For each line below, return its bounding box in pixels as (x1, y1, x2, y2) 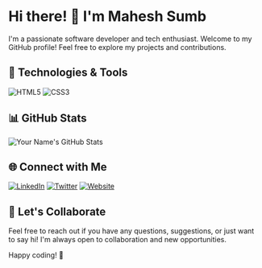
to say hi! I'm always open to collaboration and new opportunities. (8, 235, 227, 245)
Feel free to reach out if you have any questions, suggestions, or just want (8, 226, 255, 236)
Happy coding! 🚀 (8, 250, 64, 260)
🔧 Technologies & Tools (8, 66, 128, 80)
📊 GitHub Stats (8, 112, 87, 126)
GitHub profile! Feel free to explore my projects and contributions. (8, 42, 227, 52)
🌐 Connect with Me (8, 160, 107, 174)
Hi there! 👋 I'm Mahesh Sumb (8, 7, 207, 26)
